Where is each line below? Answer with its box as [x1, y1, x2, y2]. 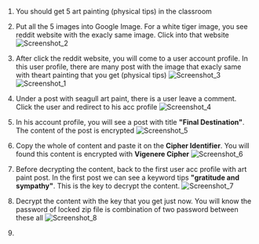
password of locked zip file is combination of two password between [15, 205, 239, 214]
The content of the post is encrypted [15, 126, 135, 135]
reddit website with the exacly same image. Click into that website [15, 31, 230, 39]
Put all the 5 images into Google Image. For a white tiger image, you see [15, 22, 249, 31]
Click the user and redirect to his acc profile [15, 102, 158, 111]
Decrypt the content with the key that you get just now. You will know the [15, 196, 252, 206]
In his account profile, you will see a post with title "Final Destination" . [15, 118, 245, 126]
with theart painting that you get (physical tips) [15, 71, 167, 79]
